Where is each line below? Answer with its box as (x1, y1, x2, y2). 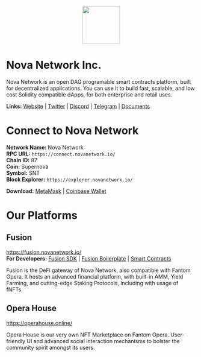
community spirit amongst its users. (6, 344, 95, 351)
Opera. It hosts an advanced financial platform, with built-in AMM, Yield (6, 273, 184, 280)
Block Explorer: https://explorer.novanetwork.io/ (6, 175, 134, 183)
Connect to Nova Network (6, 124, 139, 137)
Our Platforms (6, 209, 78, 223)
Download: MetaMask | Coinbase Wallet (6, 187, 107, 195)
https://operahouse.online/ (6, 319, 73, 326)
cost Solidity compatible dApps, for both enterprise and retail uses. (6, 90, 173, 98)
